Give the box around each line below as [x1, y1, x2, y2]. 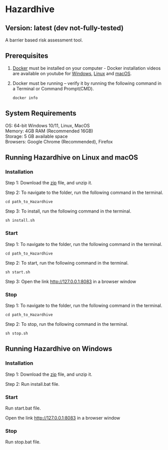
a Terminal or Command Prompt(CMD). [12, 85, 94, 91]
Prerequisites [5, 52, 48, 60]
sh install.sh [5, 218, 35, 223]
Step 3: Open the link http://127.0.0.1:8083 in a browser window [5, 278, 136, 284]
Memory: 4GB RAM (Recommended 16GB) [5, 128, 93, 134]
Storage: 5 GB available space [5, 133, 68, 139]
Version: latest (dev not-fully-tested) [5, 24, 124, 32]
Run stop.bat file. [5, 439, 41, 445]
